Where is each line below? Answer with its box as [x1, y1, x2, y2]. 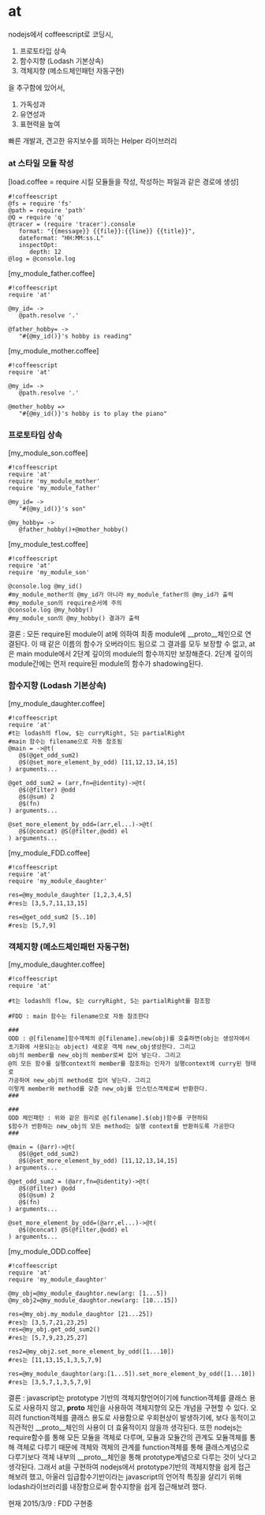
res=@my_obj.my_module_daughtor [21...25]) [8, 1311, 154, 1319]
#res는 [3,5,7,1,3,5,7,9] [8, 1378, 92, 1386]
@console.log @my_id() [8, 582, 83, 590]
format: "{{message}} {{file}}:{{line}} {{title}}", [18, 227, 196, 235]
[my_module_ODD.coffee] [8, 1247, 91, 1256]
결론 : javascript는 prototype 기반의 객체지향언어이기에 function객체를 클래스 [8, 1393, 248, 1403]
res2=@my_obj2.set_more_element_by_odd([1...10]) [8, 1348, 175, 1356]
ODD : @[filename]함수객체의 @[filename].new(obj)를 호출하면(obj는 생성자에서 [8, 1034, 251, 1043]
